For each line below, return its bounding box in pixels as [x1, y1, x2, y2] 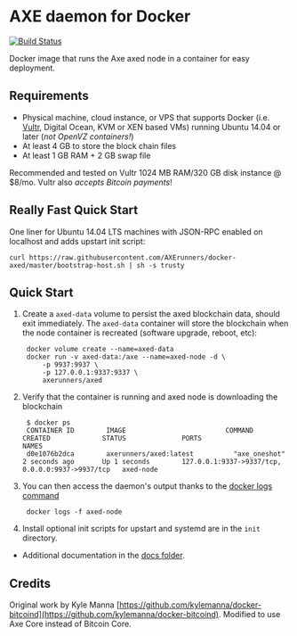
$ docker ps [26, 418, 71, 427]
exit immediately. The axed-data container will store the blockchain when [21, 318, 289, 329]
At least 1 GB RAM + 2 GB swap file [21, 150, 151, 161]
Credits [9, 575, 52, 591]
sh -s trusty [136, 260, 185, 269]
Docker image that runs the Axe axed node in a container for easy [9, 53, 251, 63]
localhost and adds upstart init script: [9, 235, 146, 246]
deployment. [9, 62, 55, 73]
